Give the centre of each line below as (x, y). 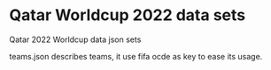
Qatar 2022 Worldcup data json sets (75, 39)
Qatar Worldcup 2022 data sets (128, 15)
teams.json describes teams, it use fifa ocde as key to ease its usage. (136, 56)
